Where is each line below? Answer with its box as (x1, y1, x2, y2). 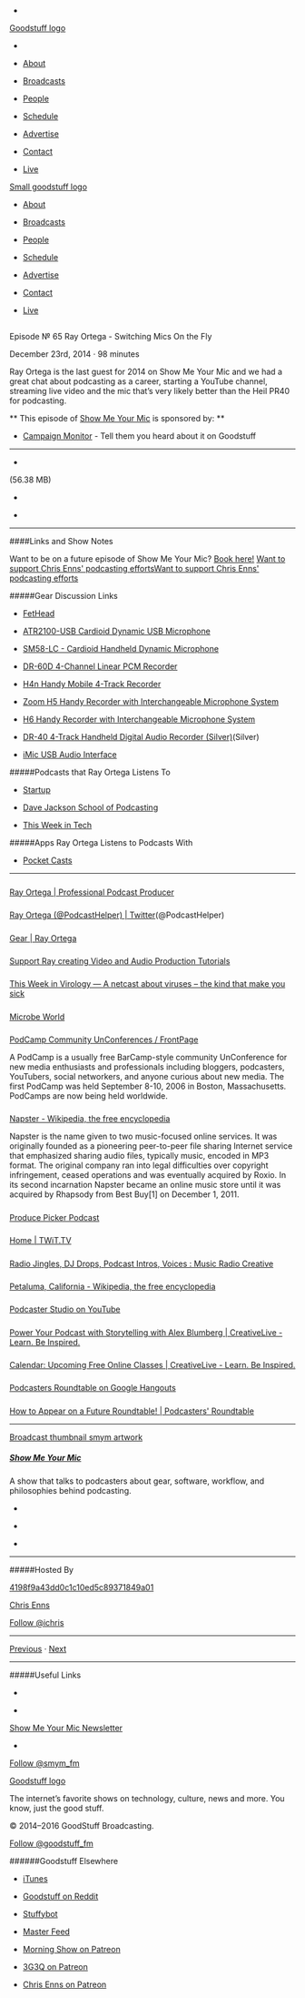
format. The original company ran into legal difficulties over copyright (9, 1160, 269, 1171)
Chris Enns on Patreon (22, 1979, 107, 1990)
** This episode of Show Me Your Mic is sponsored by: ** (9, 413, 225, 424)
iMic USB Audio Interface (22, 749, 118, 760)
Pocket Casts (22, 855, 73, 866)
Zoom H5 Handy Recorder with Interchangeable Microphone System (22, 696, 280, 707)
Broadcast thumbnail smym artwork (9, 1431, 143, 1443)
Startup (22, 785, 52, 796)
